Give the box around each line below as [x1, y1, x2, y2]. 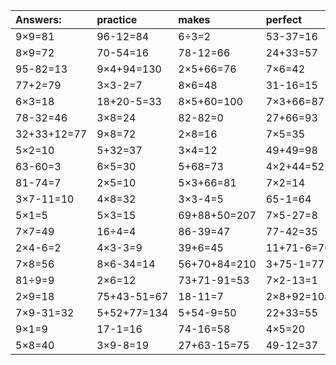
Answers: [15, 13, 62, 26]
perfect [265, 13, 303, 26]
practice [96, 13, 138, 26]
